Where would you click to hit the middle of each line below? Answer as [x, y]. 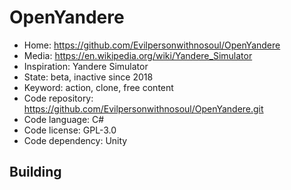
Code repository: [58, 98]
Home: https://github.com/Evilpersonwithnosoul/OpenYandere [152, 45]
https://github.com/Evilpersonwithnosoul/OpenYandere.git [143, 108]
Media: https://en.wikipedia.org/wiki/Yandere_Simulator [138, 55]
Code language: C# [64, 119]
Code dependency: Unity [75, 140]
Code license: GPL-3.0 [70, 130]
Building [35, 172]
